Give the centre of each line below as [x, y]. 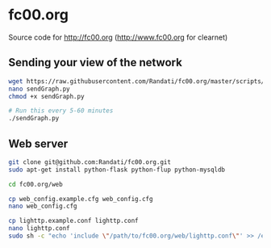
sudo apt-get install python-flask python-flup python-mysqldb [117, 170]
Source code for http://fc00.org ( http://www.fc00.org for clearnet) [118, 37]
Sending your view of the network [96, 63]
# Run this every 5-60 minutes [61, 111]
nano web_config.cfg [43, 206]
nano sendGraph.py [39, 89]
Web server [38, 143]
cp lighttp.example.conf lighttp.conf [73, 221]
